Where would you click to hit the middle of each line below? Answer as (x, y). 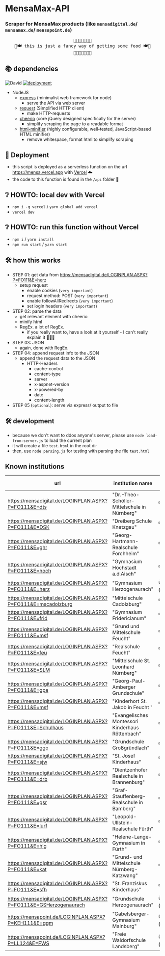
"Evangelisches (130, 715)
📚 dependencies (32, 68)
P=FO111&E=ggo (28, 748)
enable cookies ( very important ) (60, 290)
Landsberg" (126, 947)
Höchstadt (124, 568)
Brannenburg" (128, 782)
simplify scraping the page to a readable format (75, 124)
